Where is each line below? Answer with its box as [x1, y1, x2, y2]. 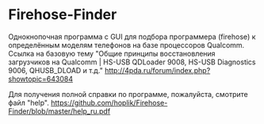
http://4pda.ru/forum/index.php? [104, 65, 211, 75]
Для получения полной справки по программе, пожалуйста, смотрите [8, 89, 248, 99]
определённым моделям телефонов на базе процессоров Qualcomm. [8, 40, 245, 49]
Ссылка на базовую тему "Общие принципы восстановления [8, 48, 216, 58]
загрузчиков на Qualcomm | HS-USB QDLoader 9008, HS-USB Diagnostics [8, 57, 256, 67]
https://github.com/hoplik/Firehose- [50, 98, 168, 107]
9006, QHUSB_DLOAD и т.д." [8, 65, 103, 75]
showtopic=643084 [8, 74, 74, 83]
